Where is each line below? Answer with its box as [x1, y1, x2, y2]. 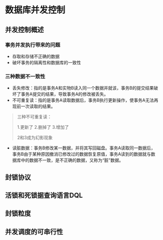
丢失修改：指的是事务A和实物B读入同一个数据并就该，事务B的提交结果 [12, 85, 154, 91]
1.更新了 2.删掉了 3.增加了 [17, 124, 70, 130]
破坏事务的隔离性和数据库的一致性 [12, 59, 81, 65]
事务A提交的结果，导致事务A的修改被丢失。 [21, 91, 109, 97]
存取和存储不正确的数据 [12, 53, 60, 59]
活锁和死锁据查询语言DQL [5, 191, 83, 199]
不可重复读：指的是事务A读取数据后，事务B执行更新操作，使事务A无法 [12, 97, 154, 103]
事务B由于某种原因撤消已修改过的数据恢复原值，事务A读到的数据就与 [12, 151, 151, 157]
